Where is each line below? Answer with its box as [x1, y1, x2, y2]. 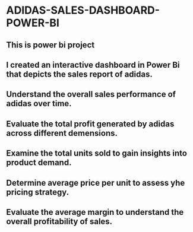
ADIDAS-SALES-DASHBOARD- [6, 4, 160, 17]
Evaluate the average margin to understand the [6, 207, 184, 217]
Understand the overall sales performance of [6, 90, 176, 100]
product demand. [6, 158, 72, 168]
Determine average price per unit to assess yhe [6, 177, 185, 187]
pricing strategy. [6, 187, 69, 197]
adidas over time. [6, 98, 72, 109]
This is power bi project [6, 40, 95, 50]
